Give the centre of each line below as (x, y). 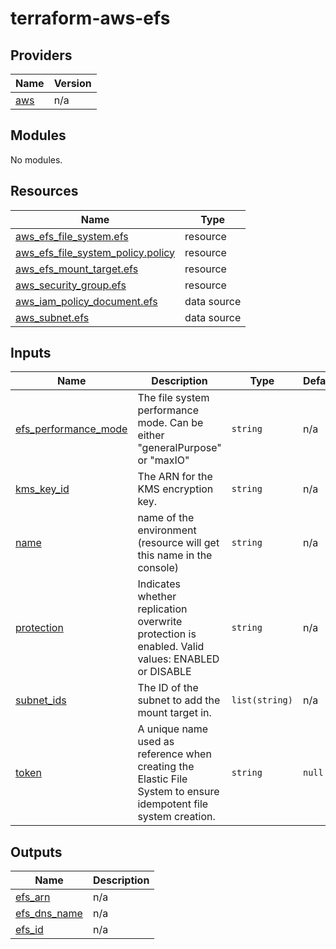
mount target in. (174, 713)
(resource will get (178, 543)
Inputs (31, 353)
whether (157, 597)
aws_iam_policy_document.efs (86, 301)
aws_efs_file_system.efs (72, 236)
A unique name (173, 729)
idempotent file (173, 804)
